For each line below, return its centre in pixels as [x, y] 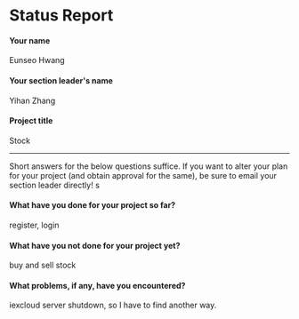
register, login [34, 225]
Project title [31, 121]
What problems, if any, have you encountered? [97, 285]
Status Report [61, 16]
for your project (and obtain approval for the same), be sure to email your [143, 175]
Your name [30, 40]
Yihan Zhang [32, 100]
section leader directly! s [55, 185]
